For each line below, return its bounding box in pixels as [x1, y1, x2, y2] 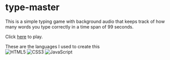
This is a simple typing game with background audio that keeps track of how [5, 18, 165, 24]
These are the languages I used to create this [5, 43, 100, 49]
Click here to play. [5, 34, 43, 40]
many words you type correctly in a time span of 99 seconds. [5, 23, 133, 29]
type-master [5, 2, 60, 13]
